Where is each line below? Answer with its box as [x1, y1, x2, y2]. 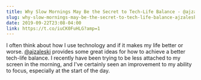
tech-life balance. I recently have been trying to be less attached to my [6, 54, 181, 61]
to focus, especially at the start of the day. [6, 67, 110, 75]
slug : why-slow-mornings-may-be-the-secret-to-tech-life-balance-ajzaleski [6, 14, 199, 20]
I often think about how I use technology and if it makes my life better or [6, 42, 184, 49]
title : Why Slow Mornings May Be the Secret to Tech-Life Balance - [6, 8, 181, 15]
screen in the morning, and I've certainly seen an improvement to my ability [6, 61, 192, 68]
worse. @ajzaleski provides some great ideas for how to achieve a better [6, 48, 185, 56]
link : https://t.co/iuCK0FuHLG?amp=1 [6, 25, 100, 32]
